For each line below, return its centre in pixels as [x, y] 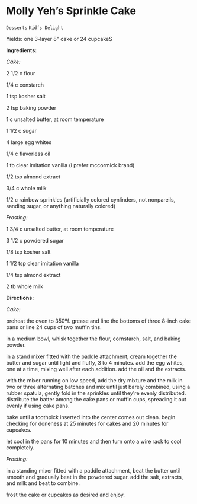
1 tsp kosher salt [26, 96]
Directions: [20, 298]
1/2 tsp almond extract [33, 177]
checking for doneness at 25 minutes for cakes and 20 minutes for [87, 423]
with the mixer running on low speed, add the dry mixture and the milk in [94, 380]
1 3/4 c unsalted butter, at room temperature [60, 229]
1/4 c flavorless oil [28, 154]
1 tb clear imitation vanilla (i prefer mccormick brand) [70, 165]
